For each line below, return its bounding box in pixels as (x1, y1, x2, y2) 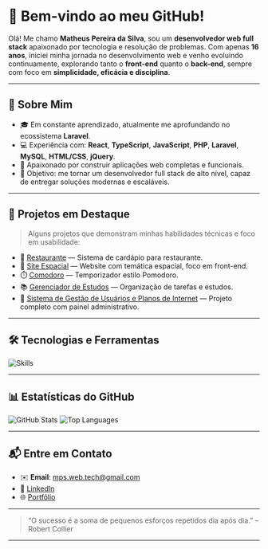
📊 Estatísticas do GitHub (8, 390, 135, 403)
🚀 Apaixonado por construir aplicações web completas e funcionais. (19, 159, 245, 170)
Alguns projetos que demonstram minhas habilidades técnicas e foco (27, 229, 255, 238)
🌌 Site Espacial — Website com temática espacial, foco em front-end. (19, 261, 249, 270)
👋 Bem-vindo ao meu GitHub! (8, 7, 205, 25)
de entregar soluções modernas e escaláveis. (19, 177, 170, 186)
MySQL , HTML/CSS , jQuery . (19, 151, 116, 161)
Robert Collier (27, 524, 73, 533)
